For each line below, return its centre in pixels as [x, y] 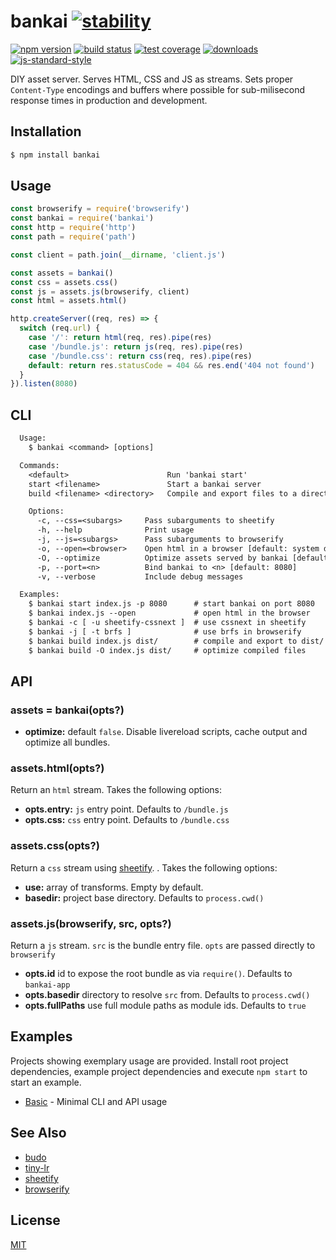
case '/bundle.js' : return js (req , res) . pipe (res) [136, 346]
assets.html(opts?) [57, 768]
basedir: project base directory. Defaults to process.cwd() [144, 897]
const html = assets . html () [69, 301]
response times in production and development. [109, 100]
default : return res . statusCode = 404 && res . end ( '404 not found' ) [171, 365]
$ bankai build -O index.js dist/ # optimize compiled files [167, 650]
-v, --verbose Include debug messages [140, 576]
